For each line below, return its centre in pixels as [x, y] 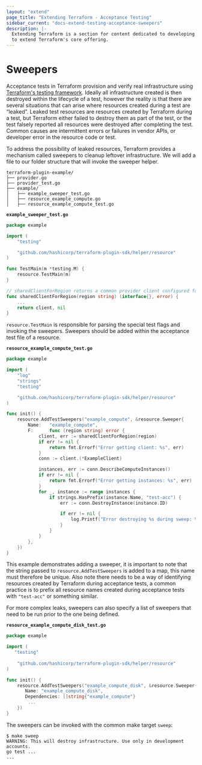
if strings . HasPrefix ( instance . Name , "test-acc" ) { [115, 497]
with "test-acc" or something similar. [52, 596]
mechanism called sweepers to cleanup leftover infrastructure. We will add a [101, 155]
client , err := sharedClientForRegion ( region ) [98, 436]
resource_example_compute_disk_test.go [56, 626]
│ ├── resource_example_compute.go [54, 199]
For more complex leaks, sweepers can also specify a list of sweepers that [99, 608]
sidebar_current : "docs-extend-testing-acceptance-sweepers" [84, 23]
